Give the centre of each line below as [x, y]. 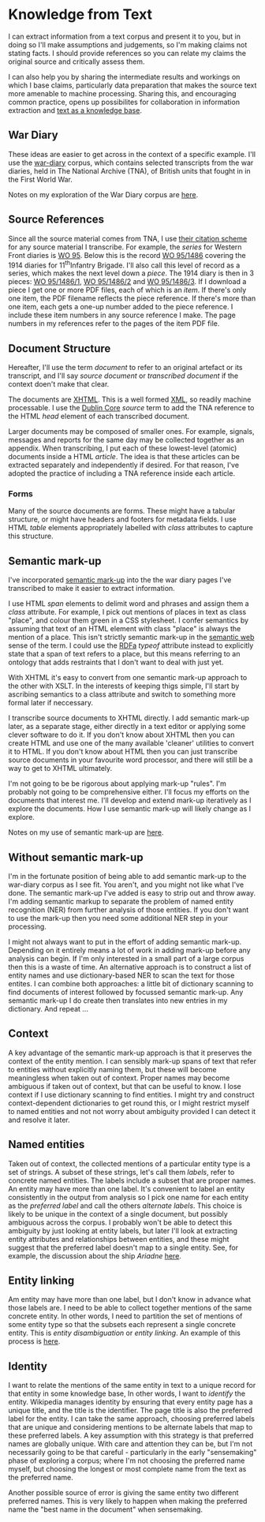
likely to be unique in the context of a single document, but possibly [118, 1213]
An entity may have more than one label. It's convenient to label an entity [127, 1188]
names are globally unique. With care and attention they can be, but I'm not [131, 1444]
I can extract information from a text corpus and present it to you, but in [125, 36]
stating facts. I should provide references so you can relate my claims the [127, 53]
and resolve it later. [39, 1120]
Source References [56, 220]
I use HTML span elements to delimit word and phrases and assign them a [129, 604]
